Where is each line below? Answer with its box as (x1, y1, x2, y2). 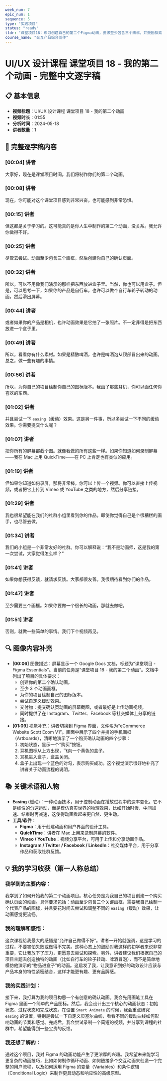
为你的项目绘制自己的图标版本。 (19, 691, 85, 697)
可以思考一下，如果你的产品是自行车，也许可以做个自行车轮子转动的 (13, 287, 153, 293)
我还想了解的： (5, 1039, 41, 1046)
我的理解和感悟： (5, 925, 46, 932)
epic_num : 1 (5, 12, 30, 17)
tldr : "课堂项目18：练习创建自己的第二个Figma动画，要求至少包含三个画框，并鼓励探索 (5, 30, 163, 35)
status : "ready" (5, 26, 39, 31)
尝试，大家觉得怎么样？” (13, 550, 64, 556)
